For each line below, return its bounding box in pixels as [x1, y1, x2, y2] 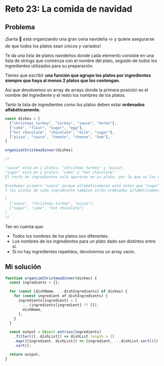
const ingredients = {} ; [9, 280, 60, 285]
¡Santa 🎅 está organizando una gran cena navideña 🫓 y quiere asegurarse [5, 36, 155, 42]
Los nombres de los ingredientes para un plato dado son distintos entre [12, 238, 156, 244]
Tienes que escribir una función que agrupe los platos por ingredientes [5, 72, 151, 78]
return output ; [9, 352, 41, 357]
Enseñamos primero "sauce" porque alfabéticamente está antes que [5, 183, 143, 188]
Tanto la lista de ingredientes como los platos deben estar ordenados [5, 102, 145, 107]
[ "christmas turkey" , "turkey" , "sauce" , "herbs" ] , [9, 121, 117, 125]
